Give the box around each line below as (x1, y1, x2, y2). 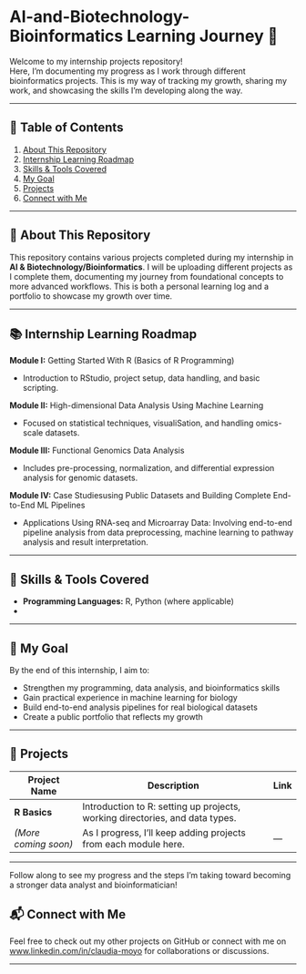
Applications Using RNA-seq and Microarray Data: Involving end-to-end (22, 518, 293, 528)
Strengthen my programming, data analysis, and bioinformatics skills (22, 682, 280, 693)
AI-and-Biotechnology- (9, 6, 190, 27)
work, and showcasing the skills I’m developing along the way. (9, 85, 243, 96)
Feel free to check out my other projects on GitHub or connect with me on (9, 936, 287, 947)
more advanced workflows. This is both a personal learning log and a (9, 281, 270, 292)
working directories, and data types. (82, 811, 237, 824)
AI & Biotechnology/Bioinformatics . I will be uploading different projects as (9, 261, 293, 272)
